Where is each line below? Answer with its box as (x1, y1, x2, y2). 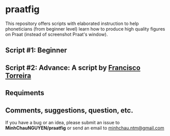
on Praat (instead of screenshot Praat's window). (5, 31, 108, 37)
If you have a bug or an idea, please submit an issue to (5, 119, 120, 125)
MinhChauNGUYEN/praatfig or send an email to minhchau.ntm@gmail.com (5, 125, 164, 131)
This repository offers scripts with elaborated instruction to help (5, 20, 139, 26)
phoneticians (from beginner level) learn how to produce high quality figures (5, 25, 165, 32)
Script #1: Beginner (5, 46, 67, 55)
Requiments (5, 89, 45, 97)
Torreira (5, 71, 32, 80)
